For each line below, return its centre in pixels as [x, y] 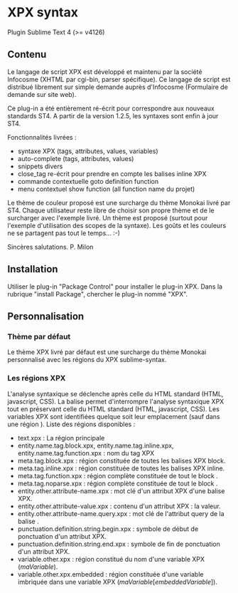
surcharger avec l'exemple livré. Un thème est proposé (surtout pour [108, 217]
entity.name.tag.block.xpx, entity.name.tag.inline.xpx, [96, 445]
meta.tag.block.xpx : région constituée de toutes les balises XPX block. [121, 460]
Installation [33, 269]
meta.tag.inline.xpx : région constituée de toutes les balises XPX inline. [121, 468]
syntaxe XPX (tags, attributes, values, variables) [88, 151]
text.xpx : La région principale [61, 438]
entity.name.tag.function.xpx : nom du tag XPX [86, 453]
